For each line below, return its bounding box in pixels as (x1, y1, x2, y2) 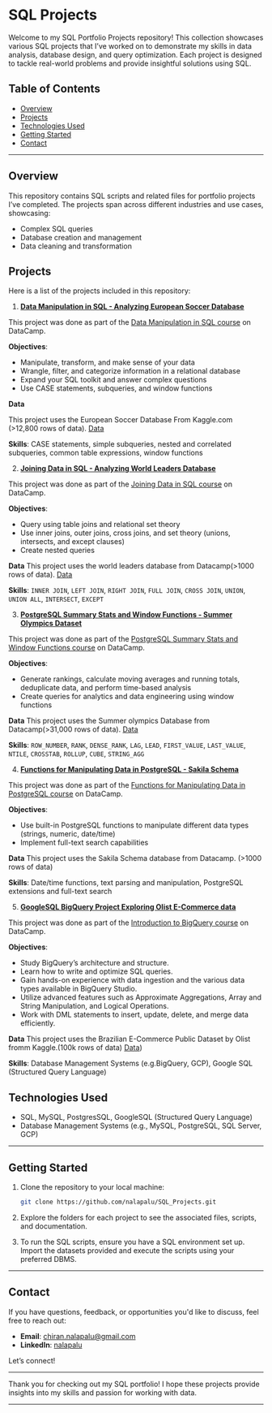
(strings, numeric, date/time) (19, 829, 116, 839)
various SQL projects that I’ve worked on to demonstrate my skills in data (8, 41, 253, 50)
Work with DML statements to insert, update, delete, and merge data (19, 1009, 249, 1020)
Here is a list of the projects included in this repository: (8, 286, 191, 296)
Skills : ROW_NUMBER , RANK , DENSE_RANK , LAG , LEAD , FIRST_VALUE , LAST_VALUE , (8, 741, 246, 750)
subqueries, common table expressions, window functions (8, 448, 204, 458)
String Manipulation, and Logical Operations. (19, 1001, 169, 1011)
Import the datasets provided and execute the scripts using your (19, 1245, 235, 1255)
